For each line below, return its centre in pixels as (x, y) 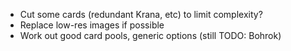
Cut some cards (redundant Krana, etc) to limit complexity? (141, 14)
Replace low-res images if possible (92, 25)
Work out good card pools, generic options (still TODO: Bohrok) (150, 35)
